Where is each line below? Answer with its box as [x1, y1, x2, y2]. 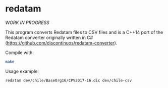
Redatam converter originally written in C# [5, 34, 93, 40]
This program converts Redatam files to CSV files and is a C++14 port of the [5, 29, 163, 35]
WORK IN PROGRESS [5, 19, 49, 25]
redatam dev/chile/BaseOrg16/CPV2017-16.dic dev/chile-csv [5, 78, 132, 83]
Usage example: [5, 68, 39, 74]
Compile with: [5, 49, 34, 55]
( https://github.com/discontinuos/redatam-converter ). [5, 39, 118, 45]
